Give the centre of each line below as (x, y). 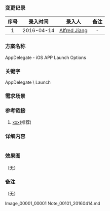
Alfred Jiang (73, 31)
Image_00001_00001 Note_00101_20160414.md (53, 203)
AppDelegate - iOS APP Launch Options (46, 57)
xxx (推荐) (22, 122)
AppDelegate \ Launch (28, 82)
